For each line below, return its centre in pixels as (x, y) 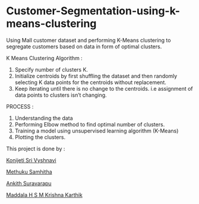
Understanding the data (44, 118)
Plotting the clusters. (40, 137)
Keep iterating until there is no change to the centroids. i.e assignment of (104, 88)
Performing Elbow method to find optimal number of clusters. (90, 124)
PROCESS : (20, 106)
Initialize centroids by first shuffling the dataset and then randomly (96, 76)
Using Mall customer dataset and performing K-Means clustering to (89, 40)
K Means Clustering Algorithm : (45, 58)
